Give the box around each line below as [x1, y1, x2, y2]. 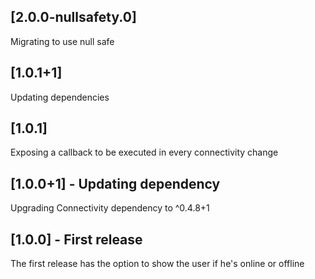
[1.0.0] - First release [10, 231, 143, 248]
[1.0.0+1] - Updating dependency [10, 175, 221, 192]
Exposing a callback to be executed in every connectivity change [10, 146, 279, 159]
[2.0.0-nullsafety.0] [10, 9, 137, 26]
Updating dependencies [10, 91, 110, 103]
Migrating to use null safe [10, 35, 115, 47]
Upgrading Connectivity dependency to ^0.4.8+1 [10, 202, 210, 214]
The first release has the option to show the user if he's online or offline [10, 258, 305, 270]
